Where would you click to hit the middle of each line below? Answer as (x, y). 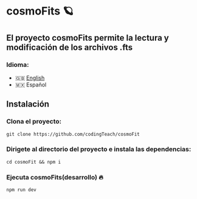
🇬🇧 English (30, 78)
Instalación (28, 104)
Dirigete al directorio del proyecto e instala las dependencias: (99, 149)
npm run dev (21, 190)
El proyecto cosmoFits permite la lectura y (88, 37)
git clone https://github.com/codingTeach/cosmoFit (73, 134)
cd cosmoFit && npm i (34, 162)
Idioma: (18, 65)
